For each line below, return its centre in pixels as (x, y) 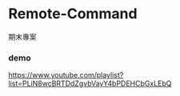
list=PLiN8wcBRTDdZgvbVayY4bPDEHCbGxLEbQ (90, 83)
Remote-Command (73, 14)
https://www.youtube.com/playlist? (66, 75)
